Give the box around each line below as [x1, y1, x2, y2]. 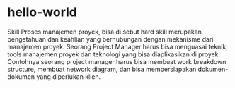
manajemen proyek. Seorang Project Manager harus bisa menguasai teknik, [7, 42, 228, 51]
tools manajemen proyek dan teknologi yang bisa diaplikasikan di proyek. [7, 50, 221, 58]
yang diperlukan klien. [36, 72, 101, 81]
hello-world [7, 4, 78, 20]
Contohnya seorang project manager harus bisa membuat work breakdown [7, 57, 227, 65]
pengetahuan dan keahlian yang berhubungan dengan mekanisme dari [7, 34, 214, 43]
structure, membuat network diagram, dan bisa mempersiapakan [7, 65, 197, 73]
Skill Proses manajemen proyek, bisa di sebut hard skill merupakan [7, 27, 202, 36]
